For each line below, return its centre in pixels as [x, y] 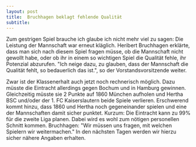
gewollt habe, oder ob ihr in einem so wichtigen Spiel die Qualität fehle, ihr [96, 58]
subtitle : [18, 22]
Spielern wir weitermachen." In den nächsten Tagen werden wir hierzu [91, 132]
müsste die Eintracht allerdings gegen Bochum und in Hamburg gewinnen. [96, 88]
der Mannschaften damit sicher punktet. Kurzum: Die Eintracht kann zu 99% [99, 113]
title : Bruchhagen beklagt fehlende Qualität [64, 17]
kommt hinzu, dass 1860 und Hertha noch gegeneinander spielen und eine [97, 107]
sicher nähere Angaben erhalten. [46, 138]
